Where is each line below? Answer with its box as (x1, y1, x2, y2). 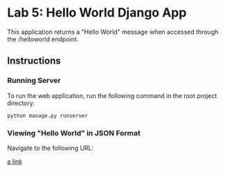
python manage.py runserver (7, 112, 89, 119)
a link (7, 157, 23, 165)
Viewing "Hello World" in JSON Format (7, 128, 141, 137)
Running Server (7, 76, 61, 86)
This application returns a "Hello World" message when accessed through (7, 28, 219, 36)
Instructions (7, 55, 61, 67)
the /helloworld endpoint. (7, 35, 79, 43)
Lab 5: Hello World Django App (7, 5, 187, 21)
